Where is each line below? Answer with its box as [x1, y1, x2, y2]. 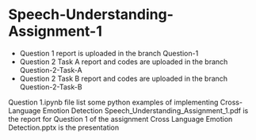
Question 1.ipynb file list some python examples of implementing [8, 97, 219, 107]
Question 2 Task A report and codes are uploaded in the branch [19, 57, 228, 66]
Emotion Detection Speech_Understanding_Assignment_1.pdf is [42, 105, 249, 115]
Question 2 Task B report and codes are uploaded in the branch [19, 74, 228, 83]
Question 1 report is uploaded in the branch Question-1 [19, 48, 199, 58]
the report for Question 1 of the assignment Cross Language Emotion [8, 114, 233, 123]
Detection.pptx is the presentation [8, 123, 120, 132]
